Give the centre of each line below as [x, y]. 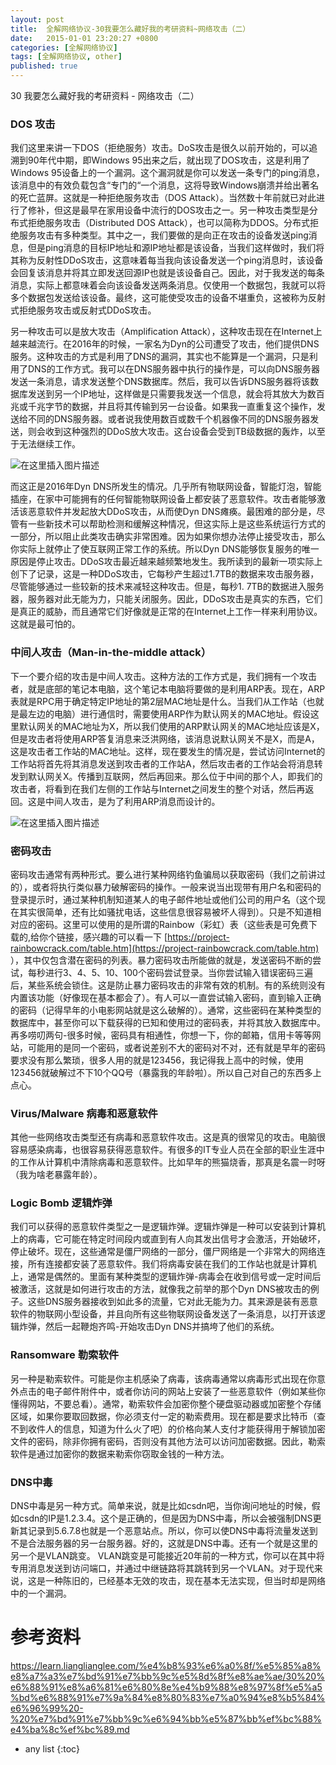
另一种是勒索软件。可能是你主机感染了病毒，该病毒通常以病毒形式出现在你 [163, 1378]
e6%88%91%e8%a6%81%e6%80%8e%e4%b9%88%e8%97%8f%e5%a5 [166, 1687]
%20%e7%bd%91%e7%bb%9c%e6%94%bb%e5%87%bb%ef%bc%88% [166, 1719]
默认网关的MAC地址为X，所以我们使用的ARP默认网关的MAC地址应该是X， [171, 726]
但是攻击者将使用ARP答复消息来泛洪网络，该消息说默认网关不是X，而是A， [165, 738]
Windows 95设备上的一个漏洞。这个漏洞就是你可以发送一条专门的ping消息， [167, 173]
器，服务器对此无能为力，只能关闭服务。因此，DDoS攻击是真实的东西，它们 [166, 599]
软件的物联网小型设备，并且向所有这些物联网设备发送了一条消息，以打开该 [163, 1314]
